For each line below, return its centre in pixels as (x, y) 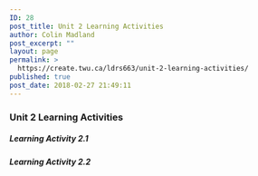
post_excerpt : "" (42, 43)
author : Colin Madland (52, 34)
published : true (40, 77)
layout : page (34, 52)
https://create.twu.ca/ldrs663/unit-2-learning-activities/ (133, 69)
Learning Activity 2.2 (50, 161)
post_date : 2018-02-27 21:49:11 (70, 85)
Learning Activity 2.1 (49, 139)
